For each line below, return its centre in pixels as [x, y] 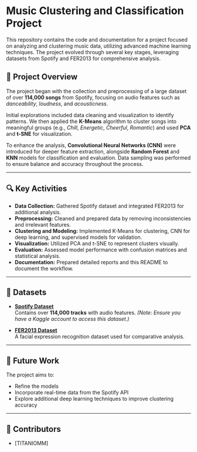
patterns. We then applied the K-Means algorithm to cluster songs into [91, 121]
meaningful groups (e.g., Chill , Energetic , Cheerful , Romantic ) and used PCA [98, 127]
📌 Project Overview [42, 77]
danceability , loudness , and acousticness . [57, 104]
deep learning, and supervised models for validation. [78, 237]
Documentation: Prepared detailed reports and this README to [91, 262]
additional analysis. [38, 212]
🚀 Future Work [33, 360]
